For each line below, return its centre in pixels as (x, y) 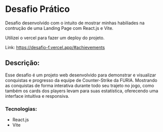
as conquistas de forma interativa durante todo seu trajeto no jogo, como (80, 85)
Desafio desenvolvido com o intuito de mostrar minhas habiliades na (75, 23)
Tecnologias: (21, 109)
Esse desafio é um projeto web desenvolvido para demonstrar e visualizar (81, 75)
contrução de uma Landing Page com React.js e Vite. (59, 28)
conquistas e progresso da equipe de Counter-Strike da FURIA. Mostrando (81, 80)
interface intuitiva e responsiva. (37, 96)
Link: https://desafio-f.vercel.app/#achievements (55, 47)
